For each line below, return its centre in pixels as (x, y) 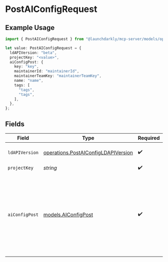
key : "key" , (26, 67)
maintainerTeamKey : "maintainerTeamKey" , (58, 76)
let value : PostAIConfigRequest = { (43, 48)
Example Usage (30, 28)
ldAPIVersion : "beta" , (33, 53)
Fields (15, 124)
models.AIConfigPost (68, 215)
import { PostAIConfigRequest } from (44, 39)
